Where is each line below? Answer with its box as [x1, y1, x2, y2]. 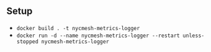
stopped [16, 38, 38, 45]
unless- [182, 32, 205, 39]
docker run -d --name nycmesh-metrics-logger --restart [16, 32, 180, 39]
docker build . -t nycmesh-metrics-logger [16, 25, 140, 31]
